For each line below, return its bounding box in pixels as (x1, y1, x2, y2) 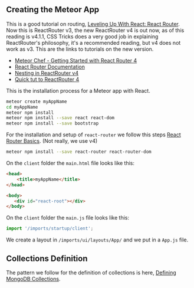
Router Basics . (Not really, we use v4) (6, 138, 98, 145)
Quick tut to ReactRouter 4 (14, 76, 80, 83)
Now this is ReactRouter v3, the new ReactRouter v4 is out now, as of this (6, 27, 185, 34)
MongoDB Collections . (6, 276, 61, 282)
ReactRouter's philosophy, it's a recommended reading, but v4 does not (6, 39, 181, 46)
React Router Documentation (14, 63, 86, 70)
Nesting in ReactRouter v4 (14, 69, 79, 76)
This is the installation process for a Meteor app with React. (6, 87, 150, 94)
